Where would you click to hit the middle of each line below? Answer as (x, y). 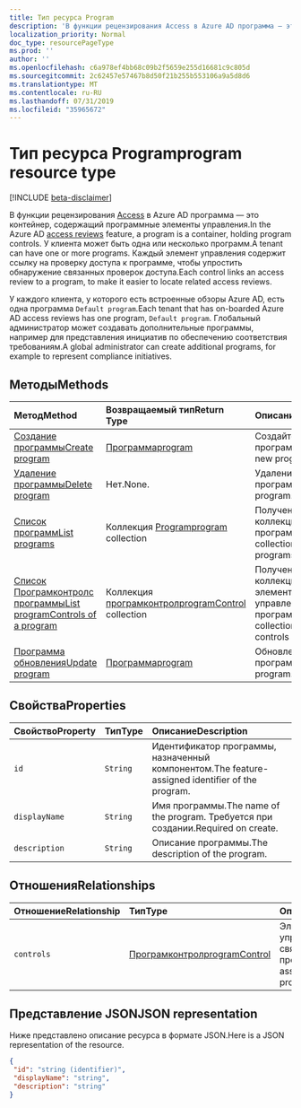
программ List (44, 532)
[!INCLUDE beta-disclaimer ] (60, 197)
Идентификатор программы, (214, 746)
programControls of (55, 614)
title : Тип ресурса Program (62, 17)
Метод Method (46, 415)
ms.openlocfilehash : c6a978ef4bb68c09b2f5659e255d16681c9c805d (130, 68)
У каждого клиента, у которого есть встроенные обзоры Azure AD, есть (147, 299)
